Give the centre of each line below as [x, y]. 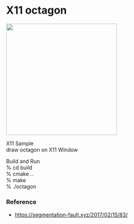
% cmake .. [20, 173]
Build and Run [23, 161]
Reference [21, 201]
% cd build [19, 168]
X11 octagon [37, 10]
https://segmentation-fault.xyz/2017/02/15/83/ [71, 215]
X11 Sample [20, 143]
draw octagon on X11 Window [42, 150]
